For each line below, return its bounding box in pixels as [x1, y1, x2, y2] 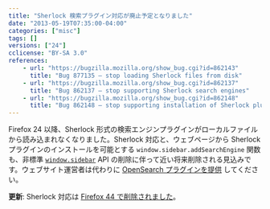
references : [8, 57, 48, 65]
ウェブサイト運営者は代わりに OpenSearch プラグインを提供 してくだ [21, 165, 252, 174]
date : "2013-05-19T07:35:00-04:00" [8, 19, 128, 27]
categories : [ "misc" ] [8, 27, 81, 35]
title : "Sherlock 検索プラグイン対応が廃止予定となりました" [8, 11, 193, 20]
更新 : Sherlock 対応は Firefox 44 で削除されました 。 [8, 192, 181, 202]
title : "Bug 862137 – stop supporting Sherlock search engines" [29, 86, 250, 95]
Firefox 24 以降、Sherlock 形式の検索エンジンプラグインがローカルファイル [8, 125, 259, 134]
